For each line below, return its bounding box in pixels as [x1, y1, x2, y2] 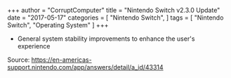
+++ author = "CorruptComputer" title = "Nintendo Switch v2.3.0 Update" [7, 6, 220, 14]
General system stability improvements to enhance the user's [17, 34, 195, 43]
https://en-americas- [31, 56, 93, 64]
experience [17, 42, 51, 50]
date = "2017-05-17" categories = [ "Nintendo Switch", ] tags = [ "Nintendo [7, 13, 224, 22]
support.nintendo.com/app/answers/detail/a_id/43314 [7, 63, 164, 71]
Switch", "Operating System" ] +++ [7, 21, 109, 29]
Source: [7, 56, 30, 64]
